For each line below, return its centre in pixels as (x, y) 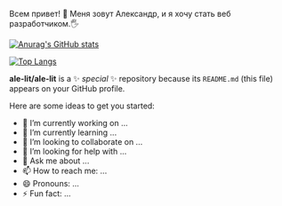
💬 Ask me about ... (56, 161)
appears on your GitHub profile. (67, 88)
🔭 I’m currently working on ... (75, 123)
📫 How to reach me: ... (64, 170)
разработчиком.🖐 (44, 24)
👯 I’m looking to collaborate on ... (82, 142)
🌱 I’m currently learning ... (69, 132)
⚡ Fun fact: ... (46, 194)
